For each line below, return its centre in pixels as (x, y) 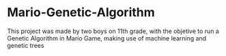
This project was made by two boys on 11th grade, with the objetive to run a (113, 31)
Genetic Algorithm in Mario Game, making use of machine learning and (107, 38)
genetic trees (26, 45)
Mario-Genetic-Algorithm (81, 12)
